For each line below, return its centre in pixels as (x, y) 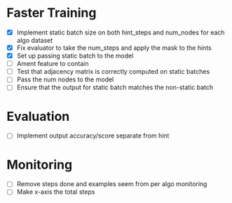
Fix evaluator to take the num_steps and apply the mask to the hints (114, 48)
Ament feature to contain (53, 64)
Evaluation (38, 116)
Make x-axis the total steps (56, 192)
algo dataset (35, 40)
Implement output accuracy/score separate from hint (93, 136)
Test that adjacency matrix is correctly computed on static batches (113, 72)
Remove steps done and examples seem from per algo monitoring (112, 184)
